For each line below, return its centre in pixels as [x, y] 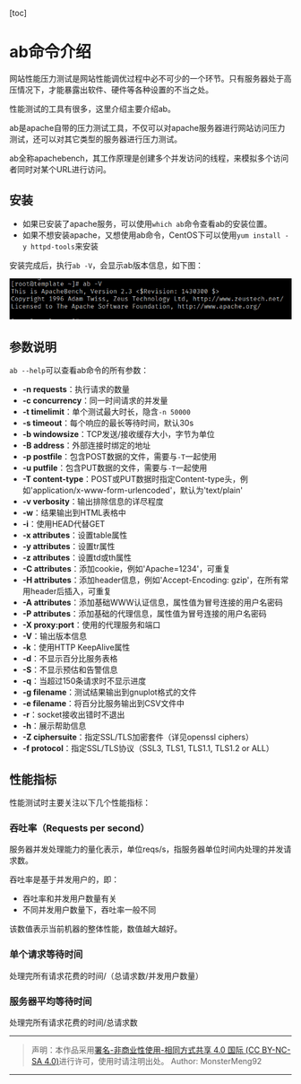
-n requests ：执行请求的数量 [76, 389]
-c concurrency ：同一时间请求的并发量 [95, 401]
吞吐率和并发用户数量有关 [69, 899]
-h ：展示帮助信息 [54, 726]
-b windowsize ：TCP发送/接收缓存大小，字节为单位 [118, 434]
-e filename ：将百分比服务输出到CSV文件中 [103, 704]
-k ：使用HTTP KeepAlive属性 [76, 647]
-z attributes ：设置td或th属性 [77, 558]
